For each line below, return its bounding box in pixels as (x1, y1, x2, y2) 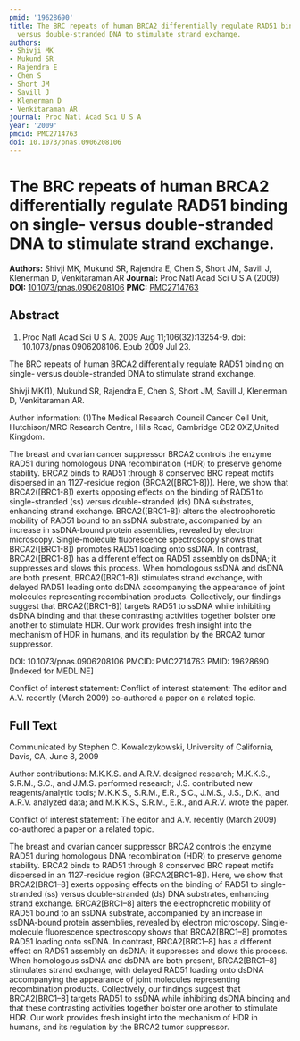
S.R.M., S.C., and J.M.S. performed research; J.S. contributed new (9, 778, 253, 789)
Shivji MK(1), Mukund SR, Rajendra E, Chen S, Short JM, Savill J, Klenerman (9, 385, 287, 396)
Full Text (9, 717, 58, 733)
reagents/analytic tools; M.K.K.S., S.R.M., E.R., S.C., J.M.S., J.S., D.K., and (9, 788, 279, 799)
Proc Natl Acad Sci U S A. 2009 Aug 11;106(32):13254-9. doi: (21, 332, 246, 343)
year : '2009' (9, 122, 58, 131)
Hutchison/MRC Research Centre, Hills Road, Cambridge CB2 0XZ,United (9, 421, 279, 432)
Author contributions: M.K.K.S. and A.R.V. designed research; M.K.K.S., (9, 768, 271, 779)
